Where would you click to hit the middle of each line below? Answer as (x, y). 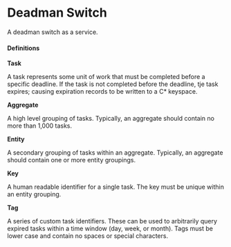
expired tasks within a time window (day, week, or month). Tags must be (110, 229)
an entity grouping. (34, 194)
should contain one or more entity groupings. (72, 160)
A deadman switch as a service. (53, 32)
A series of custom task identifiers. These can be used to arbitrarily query (112, 221)
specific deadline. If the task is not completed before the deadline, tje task (113, 84)
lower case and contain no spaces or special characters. (87, 236)
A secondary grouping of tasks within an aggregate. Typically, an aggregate (115, 153)
